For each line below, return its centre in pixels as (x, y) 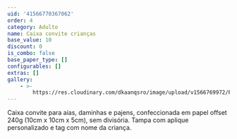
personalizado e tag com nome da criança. (69, 128)
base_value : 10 (30, 40)
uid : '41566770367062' (41, 14)
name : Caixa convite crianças (52, 34)
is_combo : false (31, 54)
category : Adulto (33, 27)
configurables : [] (34, 66)
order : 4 (20, 20)
